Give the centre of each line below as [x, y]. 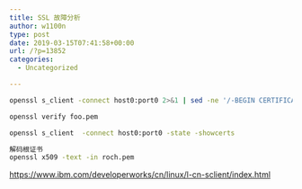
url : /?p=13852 [38, 51]
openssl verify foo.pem [54, 117]
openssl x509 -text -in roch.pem [72, 157]
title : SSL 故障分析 [45, 18]
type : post [30, 34]
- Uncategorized [48, 68]
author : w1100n [38, 26]
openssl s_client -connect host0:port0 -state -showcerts [122, 133]
